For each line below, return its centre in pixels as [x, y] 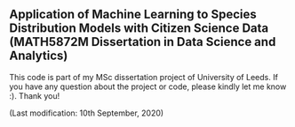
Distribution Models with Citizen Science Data [139, 29]
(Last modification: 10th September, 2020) [87, 113]
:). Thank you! [35, 95]
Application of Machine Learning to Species [133, 15]
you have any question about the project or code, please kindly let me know [148, 86]
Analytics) [39, 56]
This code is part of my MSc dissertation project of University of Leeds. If [144, 77]
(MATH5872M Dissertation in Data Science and [143, 42]
